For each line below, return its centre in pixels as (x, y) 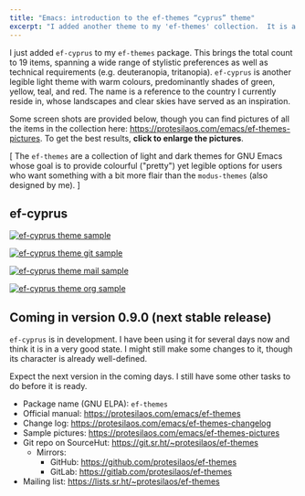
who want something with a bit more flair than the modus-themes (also (139, 175)
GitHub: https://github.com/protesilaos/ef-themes (143, 462)
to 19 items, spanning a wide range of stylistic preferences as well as (139, 62)
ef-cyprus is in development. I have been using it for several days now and (150, 340)
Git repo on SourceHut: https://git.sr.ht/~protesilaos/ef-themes (140, 443)
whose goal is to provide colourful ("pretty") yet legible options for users (146, 165)
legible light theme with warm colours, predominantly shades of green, (142, 81)
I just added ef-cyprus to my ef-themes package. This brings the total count (151, 52)
